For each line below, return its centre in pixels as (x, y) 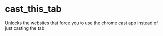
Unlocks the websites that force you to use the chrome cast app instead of (81, 23)
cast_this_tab (33, 9)
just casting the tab (25, 28)
